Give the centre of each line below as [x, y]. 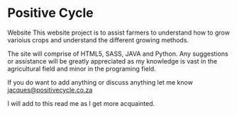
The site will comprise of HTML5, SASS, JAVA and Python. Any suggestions [118, 54]
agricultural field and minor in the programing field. [82, 68]
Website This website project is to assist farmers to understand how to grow [119, 32]
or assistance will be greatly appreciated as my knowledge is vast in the [112, 61]
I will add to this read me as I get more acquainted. [81, 103]
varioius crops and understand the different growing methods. [98, 40]
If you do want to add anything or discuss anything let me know [100, 82]
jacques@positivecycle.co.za [50, 90]
